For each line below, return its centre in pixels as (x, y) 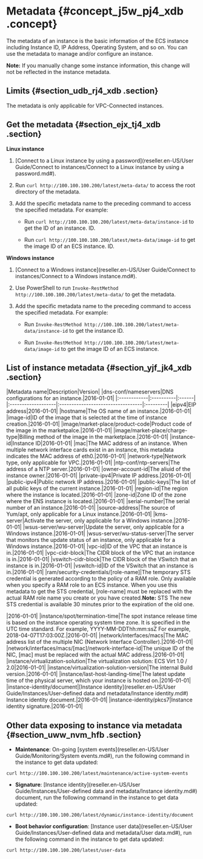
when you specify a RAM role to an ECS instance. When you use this (92, 585)
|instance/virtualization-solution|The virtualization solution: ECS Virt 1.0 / (97, 661)
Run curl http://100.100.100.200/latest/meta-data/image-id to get (110, 239)
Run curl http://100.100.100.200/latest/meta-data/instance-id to (109, 221)
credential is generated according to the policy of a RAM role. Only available (101, 579)
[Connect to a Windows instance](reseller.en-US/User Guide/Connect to (105, 269)
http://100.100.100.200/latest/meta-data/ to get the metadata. (95, 294)
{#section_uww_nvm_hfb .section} (74, 735)
